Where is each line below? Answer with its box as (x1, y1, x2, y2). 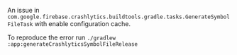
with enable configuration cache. (34, 20, 131, 28)
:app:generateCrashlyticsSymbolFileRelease (7, 41, 138, 48)
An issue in (7, 6, 40, 14)
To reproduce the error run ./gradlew (7, 33, 116, 42)
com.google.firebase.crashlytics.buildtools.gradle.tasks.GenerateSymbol (7, 13, 231, 20)
